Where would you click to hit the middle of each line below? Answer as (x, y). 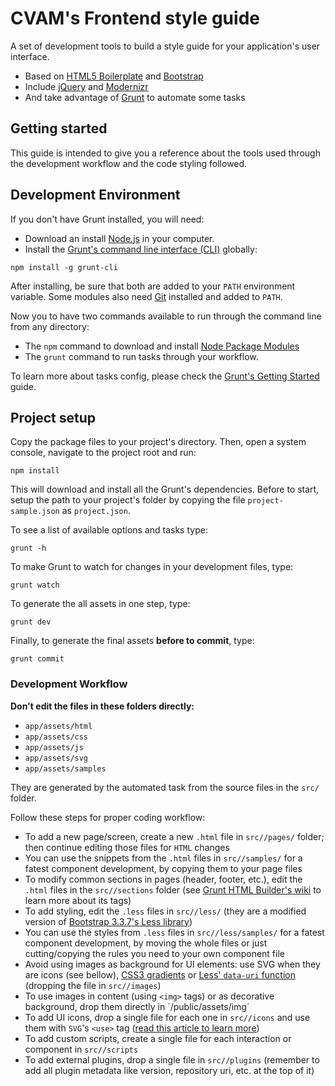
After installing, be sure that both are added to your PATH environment (153, 286)
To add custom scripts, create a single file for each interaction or (158, 1038)
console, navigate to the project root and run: (103, 453)
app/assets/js (54, 747)
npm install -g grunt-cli (64, 267)
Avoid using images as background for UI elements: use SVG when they (172, 964)
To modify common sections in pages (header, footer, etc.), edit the (163, 879)
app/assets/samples (65, 768)
